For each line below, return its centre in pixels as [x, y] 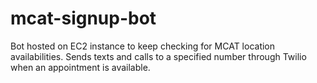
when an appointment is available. [80, 67]
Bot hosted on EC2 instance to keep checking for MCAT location [143, 46]
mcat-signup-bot [83, 18]
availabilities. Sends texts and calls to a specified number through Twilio [158, 56]
